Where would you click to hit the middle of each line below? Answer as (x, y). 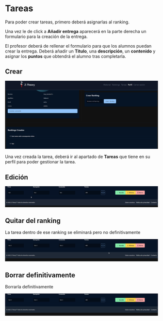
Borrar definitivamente (40, 275)
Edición (16, 177)
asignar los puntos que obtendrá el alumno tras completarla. (65, 56)
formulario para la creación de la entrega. (47, 36)
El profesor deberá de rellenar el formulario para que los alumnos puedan (78, 46)
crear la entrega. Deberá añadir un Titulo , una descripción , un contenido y (80, 51)
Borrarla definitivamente (29, 287)
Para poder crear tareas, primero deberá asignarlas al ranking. (67, 22)
